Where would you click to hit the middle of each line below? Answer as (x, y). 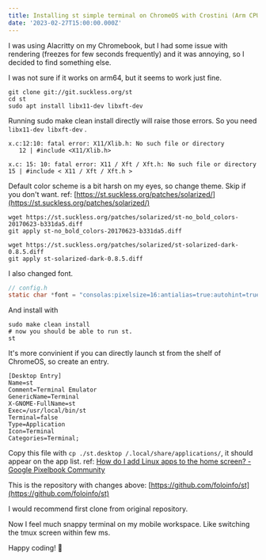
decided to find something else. (60, 62)
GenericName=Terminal (44, 397)
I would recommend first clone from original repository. (98, 509)
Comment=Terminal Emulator (53, 390)
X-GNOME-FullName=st (42, 404)
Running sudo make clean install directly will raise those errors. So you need (133, 120)
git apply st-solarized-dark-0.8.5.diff (76, 259)
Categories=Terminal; (44, 439)
